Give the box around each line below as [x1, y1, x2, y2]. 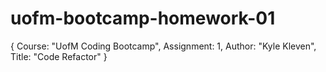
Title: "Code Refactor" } [10, 50, 108, 62]
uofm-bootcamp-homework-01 [10, 7, 276, 30]
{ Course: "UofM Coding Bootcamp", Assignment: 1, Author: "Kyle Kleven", [10, 40, 317, 52]
